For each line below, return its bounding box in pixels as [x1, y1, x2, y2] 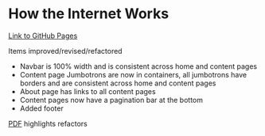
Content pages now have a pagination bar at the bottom [19, 95, 203, 104]
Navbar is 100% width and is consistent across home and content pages [19, 61, 257, 71]
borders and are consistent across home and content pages [19, 78, 216, 88]
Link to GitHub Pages [8, 31, 78, 40]
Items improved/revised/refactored [8, 46, 123, 55]
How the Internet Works [8, 5, 170, 23]
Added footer [19, 104, 64, 113]
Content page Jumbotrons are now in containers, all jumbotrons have [19, 70, 247, 79]
